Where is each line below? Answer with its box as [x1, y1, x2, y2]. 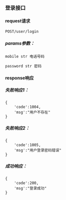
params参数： [5, 40, 35, 46]
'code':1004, [14, 104, 41, 109]
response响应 [5, 75, 34, 81]
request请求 [5, 17, 31, 23]
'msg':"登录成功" [14, 186, 47, 191]
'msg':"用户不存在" [14, 110, 51, 115]
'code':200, [14, 181, 39, 186]
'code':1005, [14, 142, 41, 148]
